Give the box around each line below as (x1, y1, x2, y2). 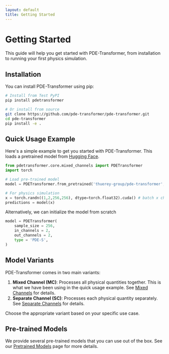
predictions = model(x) (5, 200, 55, 205)
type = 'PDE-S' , (14, 237, 49, 243)
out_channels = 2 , (14, 233, 53, 238)
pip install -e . (5, 121, 42, 126)
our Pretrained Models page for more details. (5, 343, 99, 349)
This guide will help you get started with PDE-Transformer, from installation (5, 50, 161, 56)
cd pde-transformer (5, 116, 46, 121)
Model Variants (5, 256, 54, 265)
